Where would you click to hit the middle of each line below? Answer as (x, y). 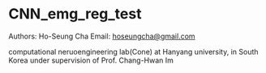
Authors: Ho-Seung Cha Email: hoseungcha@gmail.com (102, 36)
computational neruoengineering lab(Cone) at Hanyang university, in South (133, 51)
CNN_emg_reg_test (75, 14)
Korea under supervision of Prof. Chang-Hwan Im (91, 60)
